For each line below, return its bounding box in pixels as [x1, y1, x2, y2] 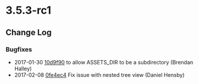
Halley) [14, 65, 32, 72]
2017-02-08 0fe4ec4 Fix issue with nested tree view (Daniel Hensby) [14, 71, 185, 78]
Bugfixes [5, 45, 32, 54]
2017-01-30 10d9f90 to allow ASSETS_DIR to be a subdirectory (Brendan [14, 58, 194, 66]
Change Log [5, 27, 52, 38]
